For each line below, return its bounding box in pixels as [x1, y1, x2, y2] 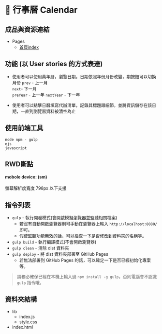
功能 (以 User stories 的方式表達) [5, 60, 103, 68]
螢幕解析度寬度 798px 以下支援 [5, 185, 67, 191]
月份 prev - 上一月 [12, 80, 48, 86]
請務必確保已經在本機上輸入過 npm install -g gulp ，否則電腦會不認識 [16, 274, 157, 280]
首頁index [19, 44, 39, 50]
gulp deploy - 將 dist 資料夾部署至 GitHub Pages [12, 251, 109, 257]
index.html [12, 324, 33, 330]
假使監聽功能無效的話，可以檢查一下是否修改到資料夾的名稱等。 [19, 233, 147, 239]
